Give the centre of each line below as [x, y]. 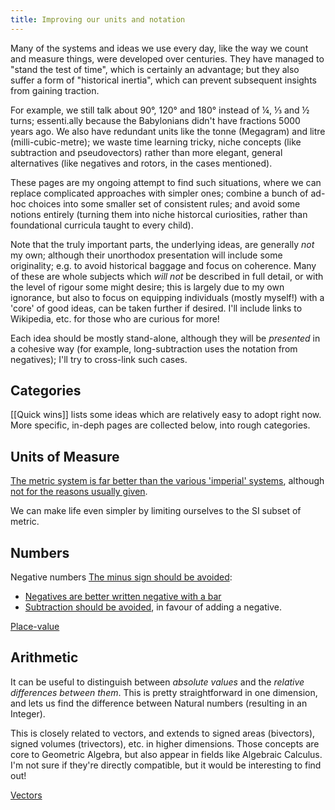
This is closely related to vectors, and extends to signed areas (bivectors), [163, 733]
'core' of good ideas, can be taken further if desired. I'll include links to [156, 308]
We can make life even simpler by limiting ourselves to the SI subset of [156, 511]
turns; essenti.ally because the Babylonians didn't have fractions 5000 [155, 120]
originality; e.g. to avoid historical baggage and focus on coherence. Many [163, 265]
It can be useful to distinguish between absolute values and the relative [157, 682]
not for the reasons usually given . [79, 492]
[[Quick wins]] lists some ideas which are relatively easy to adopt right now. [166, 415]
